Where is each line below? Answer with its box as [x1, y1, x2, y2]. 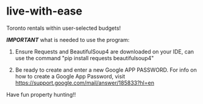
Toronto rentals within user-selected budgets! [6, 24, 121, 32]
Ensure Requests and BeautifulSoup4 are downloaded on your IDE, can [15, 47, 194, 55]
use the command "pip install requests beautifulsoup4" [15, 54, 154, 61]
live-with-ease [6, 4, 83, 18]
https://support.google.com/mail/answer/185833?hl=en [15, 79, 154, 86]
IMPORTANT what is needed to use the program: [6, 36, 130, 43]
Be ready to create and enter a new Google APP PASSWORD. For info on [15, 66, 197, 74]
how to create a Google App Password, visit [15, 72, 126, 80]
